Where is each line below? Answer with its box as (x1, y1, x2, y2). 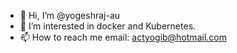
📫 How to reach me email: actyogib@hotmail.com (19, 31, 227, 43)
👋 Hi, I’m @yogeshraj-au (19, 10, 121, 21)
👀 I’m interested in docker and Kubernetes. (19, 20, 197, 32)
